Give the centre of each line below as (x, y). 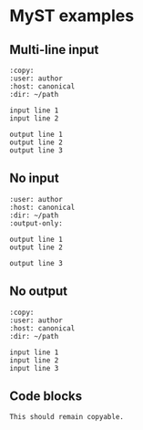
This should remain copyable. (67, 417)
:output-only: (36, 223)
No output (39, 292)
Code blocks (46, 397)
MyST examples (72, 16)
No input (34, 178)
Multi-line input (54, 50)
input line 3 (34, 368)
